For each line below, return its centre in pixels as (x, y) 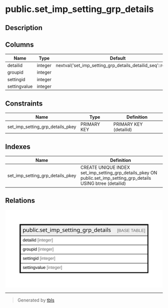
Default (118, 58)
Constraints (24, 103)
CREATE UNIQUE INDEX (105, 168)
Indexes (18, 146)
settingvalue (20, 86)
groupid (15, 72)
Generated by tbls (36, 300)
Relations (20, 201)
